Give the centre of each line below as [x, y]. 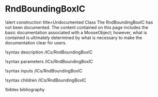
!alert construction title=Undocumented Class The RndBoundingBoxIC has [79, 22]
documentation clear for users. [36, 42]
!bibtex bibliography [25, 89]
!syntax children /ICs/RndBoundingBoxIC [46, 80]
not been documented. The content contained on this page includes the [77, 27]
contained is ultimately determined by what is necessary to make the [74, 38]
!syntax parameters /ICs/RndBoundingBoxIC [49, 61]
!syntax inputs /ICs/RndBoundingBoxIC [44, 70]
